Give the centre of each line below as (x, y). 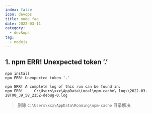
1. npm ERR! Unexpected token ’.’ (57, 62)
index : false (19, 10)
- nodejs (19, 42)
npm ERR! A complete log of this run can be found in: (63, 86)
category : (15, 28)
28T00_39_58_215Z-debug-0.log (37, 95)
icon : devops (19, 14)
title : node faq (22, 19)
